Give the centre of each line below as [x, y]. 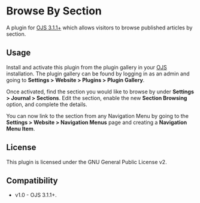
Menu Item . [21, 128]
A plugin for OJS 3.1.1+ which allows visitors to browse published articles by [99, 28]
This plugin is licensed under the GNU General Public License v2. [87, 162]
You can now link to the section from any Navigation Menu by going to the [97, 116]
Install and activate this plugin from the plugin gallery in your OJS [87, 67]
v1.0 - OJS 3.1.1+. [36, 195]
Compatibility [32, 181]
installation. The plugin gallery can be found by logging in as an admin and [98, 74]
